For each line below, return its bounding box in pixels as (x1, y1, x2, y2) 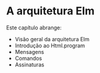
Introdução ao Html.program (14, 42, 86, 49)
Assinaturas (14, 61, 45, 68)
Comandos (14, 54, 43, 62)
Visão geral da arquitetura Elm (14, 35, 90, 42)
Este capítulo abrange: (6, 24, 62, 31)
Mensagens (14, 48, 44, 55)
